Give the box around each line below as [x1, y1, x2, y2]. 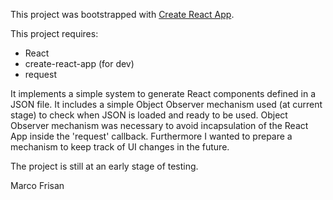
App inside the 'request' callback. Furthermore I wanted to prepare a [10, 130, 293, 142]
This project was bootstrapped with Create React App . [10, 9, 235, 20]
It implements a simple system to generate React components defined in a [10, 88, 317, 99]
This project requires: [10, 28, 99, 39]
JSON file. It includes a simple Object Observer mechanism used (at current [10, 99, 323, 110]
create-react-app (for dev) [24, 58, 135, 69]
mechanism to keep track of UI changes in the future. [10, 141, 230, 153]
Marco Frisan [10, 180, 65, 191]
